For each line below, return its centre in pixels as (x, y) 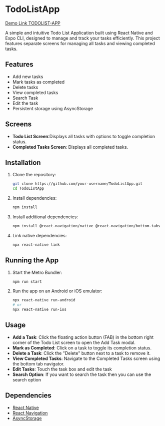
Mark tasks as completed (38, 82)
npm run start (27, 281)
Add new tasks (28, 77)
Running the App (32, 261)
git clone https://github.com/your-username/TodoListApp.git (77, 184)
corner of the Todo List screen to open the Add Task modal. (74, 342)
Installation (23, 162)
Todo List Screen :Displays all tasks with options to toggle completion (84, 136)
